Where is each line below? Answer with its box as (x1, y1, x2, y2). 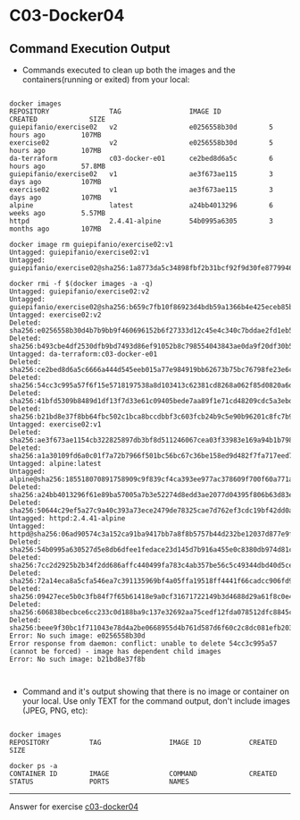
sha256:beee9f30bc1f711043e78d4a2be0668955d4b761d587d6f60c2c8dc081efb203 (9, 623, 294, 632)
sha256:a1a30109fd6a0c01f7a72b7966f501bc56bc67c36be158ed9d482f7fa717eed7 (9, 452, 294, 461)
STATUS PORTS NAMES (9, 777, 190, 786)
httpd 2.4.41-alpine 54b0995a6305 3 (9, 216, 274, 225)
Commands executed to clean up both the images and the (21, 64, 237, 75)
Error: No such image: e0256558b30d (9, 631, 146, 640)
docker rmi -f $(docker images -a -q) (9, 279, 154, 288)
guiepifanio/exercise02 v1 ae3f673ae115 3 (9, 170, 274, 179)
